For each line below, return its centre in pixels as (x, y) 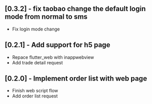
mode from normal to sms (46, 17)
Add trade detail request (37, 62)
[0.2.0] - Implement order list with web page (76, 79)
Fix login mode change (36, 29)
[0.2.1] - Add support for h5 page (58, 45)
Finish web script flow (35, 91)
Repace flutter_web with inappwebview (53, 57)
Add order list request (35, 96)
